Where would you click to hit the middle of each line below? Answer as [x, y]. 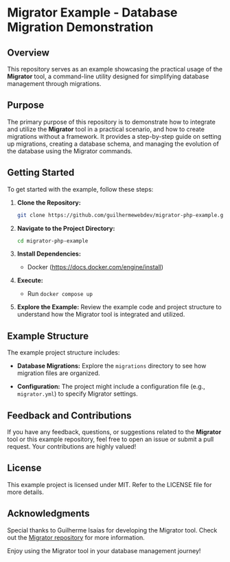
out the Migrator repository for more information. [76, 537]
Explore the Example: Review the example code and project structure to [119, 307]
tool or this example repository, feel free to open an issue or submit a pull [111, 439]
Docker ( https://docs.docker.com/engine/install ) [95, 267]
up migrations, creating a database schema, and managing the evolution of [113, 144]
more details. [26, 492]
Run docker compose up [60, 294]
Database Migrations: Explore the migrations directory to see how [112, 366]
